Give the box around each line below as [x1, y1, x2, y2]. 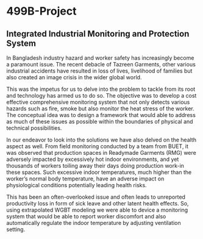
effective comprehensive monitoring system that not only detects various [6, 99, 190, 105]
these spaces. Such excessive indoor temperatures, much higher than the [6, 169, 192, 176]
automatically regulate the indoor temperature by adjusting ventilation [6, 219, 181, 226]
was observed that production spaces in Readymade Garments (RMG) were [6, 149, 196, 156]
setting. [6, 226, 26, 233]
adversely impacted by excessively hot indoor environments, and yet [6, 155, 179, 163]
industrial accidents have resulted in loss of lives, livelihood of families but [6, 67, 193, 74]
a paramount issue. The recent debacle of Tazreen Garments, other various [6, 61, 196, 68]
